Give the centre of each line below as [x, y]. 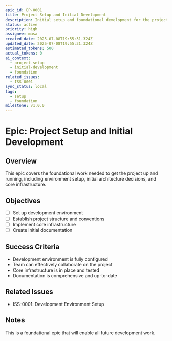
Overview [21, 161]
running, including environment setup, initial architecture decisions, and [81, 179]
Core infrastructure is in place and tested [56, 270]
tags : [11, 91]
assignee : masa [21, 34]
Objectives [23, 200]
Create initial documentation [42, 230]
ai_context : [18, 58]
